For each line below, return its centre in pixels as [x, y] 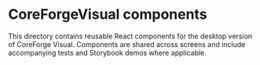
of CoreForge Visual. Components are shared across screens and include [127, 44]
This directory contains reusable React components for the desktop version [130, 36]
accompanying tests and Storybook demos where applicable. [107, 52]
